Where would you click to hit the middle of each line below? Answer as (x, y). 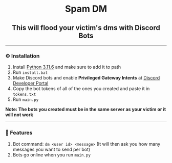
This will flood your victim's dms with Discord (86, 28)
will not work (19, 115)
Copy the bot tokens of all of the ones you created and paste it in (81, 89)
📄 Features (19, 133)
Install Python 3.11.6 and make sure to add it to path (67, 67)
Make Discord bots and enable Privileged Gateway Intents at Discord (86, 78)
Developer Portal (30, 83)
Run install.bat (30, 72)
